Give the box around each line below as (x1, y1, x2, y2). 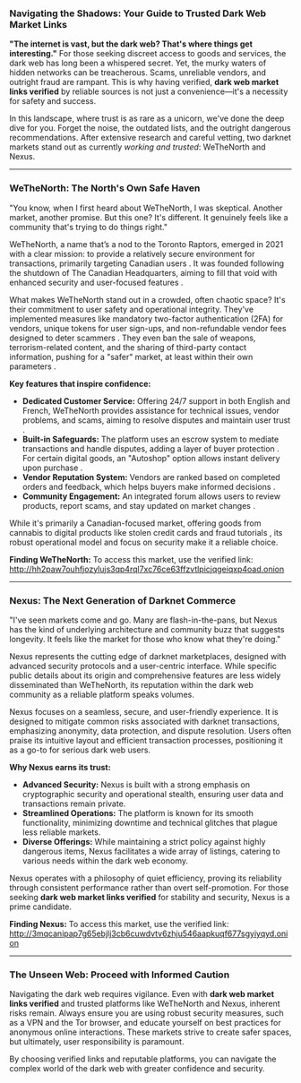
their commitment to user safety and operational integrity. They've (9, 304, 254, 314)
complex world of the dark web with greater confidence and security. (9, 1063, 265, 1074)
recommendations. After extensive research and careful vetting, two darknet (9, 133, 291, 143)
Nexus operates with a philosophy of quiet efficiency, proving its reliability (9, 872, 282, 883)
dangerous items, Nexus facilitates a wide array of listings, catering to (21, 846, 280, 856)
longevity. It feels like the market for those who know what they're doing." (9, 633, 281, 644)
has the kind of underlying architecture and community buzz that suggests (9, 623, 285, 634)
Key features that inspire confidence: (9, 378, 151, 389)
